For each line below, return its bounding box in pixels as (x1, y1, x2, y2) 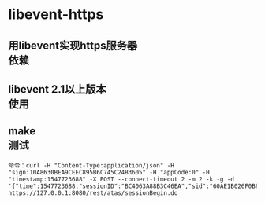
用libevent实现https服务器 (8, 38, 138, 52)
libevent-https (8, 5, 104, 24)
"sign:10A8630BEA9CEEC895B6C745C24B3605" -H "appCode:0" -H (8, 168, 211, 176)
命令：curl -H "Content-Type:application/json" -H (8, 161, 175, 170)
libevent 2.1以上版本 (8, 82, 106, 96)
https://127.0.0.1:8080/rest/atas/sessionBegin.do (8, 189, 178, 197)
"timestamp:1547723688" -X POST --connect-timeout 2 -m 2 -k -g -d (8, 175, 235, 183)
